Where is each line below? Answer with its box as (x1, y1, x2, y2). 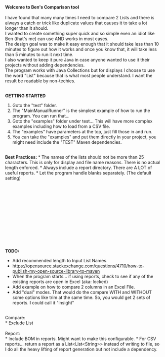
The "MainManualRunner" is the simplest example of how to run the (12, 108, 151, 114)
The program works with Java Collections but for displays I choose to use (5, 67, 155, 73)
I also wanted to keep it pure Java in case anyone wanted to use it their (5, 57, 150, 62)
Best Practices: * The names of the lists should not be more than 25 (5, 154, 144, 160)
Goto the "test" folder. (12, 103, 57, 108)
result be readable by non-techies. (5, 78, 76, 84)
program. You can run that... (12, 113, 70, 119)
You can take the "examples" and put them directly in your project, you (12, 134, 157, 140)
